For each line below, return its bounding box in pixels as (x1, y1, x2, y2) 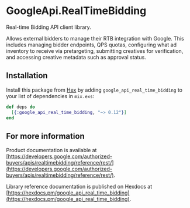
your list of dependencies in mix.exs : (6, 92, 95, 99)
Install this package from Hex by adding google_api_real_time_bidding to (6, 86, 183, 93)
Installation (6, 71, 48, 80)
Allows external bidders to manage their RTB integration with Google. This (6, 35, 184, 42)
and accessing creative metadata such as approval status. (6, 53, 146, 61)
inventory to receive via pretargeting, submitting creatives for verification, (6, 47, 184, 54)
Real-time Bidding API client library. (6, 24, 92, 31)
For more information (6, 131, 85, 141)
